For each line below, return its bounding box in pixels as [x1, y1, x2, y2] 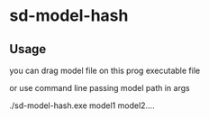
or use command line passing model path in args [9, 83, 191, 93]
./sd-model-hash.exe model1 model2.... [9, 100, 155, 111]
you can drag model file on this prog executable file [9, 65, 201, 76]
